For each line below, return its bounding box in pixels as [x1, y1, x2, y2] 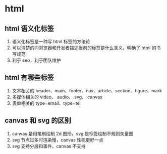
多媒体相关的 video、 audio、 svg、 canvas [12, 94, 103, 100]
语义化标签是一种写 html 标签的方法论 [12, 39, 90, 44]
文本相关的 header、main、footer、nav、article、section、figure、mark [12, 87, 162, 93]
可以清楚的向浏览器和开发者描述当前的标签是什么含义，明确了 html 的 [12, 45, 157, 51]
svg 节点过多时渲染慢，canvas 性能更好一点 [12, 136, 104, 143]
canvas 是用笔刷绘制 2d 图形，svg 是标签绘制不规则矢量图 [12, 130, 134, 136]
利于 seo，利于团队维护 [12, 57, 61, 63]
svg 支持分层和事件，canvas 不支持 [12, 143, 86, 149]
